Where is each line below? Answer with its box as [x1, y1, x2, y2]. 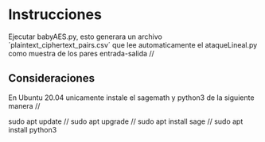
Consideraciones [8, 71, 95, 85]
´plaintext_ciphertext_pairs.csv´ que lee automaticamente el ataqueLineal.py [8, 40, 258, 49]
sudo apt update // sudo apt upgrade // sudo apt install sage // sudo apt [8, 117, 244, 126]
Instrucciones [8, 6, 102, 24]
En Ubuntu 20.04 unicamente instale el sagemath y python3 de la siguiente [8, 93, 255, 102]
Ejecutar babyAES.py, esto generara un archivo [8, 32, 163, 41]
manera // [8, 101, 41, 110]
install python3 [8, 125, 57, 134]
